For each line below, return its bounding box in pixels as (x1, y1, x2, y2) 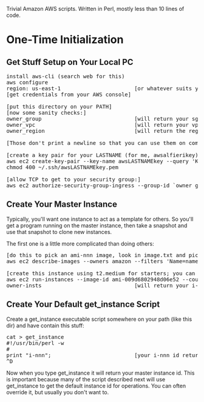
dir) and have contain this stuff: (6, 321, 84, 329)
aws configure (6, 79, 49, 85)
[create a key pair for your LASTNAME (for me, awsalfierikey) (6, 152, 199, 158)
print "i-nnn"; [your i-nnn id (6, 352, 180, 358)
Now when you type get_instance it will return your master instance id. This (6, 369, 195, 377)
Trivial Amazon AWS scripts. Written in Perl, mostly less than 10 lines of (6, 5, 185, 12)
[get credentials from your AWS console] (6, 91, 132, 98)
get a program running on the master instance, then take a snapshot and (6, 221, 188, 229)
